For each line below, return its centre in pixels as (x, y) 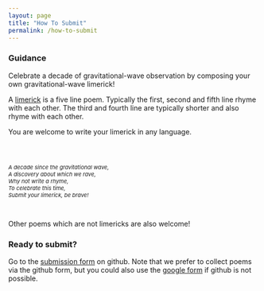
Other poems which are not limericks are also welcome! (99, 223)
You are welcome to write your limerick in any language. (100, 131)
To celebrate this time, (37, 188)
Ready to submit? (43, 244)
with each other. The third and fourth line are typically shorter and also (124, 107)
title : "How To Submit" (48, 23)
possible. (23, 278)
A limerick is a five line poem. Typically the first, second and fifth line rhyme (132, 99)
